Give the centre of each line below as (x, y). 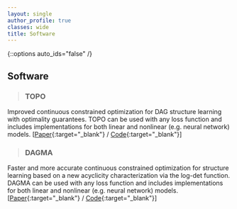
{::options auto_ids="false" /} (50, 54)
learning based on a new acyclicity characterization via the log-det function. (119, 176)
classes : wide (28, 27)
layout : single (30, 14)
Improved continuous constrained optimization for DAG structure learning (115, 111)
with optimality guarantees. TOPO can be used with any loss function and (115, 119)
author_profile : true (39, 21)
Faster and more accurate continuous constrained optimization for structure (118, 168)
